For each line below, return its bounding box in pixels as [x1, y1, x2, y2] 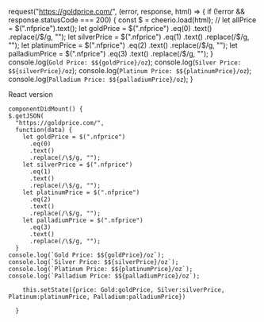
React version [8, 90, 53, 99]
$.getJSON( [8, 112, 44, 120]
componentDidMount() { [8, 105, 83, 113]
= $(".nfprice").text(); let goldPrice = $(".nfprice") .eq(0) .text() [8, 24, 212, 33]
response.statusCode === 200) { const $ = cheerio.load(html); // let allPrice [8, 15, 257, 25]
